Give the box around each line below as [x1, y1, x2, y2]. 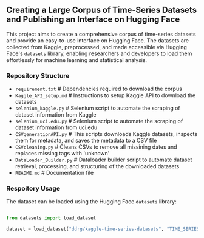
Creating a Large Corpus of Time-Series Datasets [6, 5, 197, 15]
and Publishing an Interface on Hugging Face [6, 15, 180, 25]
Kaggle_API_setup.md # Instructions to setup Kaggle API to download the [15, 92, 196, 99]
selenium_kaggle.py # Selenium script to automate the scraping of [15, 104, 180, 112]
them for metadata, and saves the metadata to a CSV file [15, 137, 157, 144]
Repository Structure [6, 71, 70, 80]
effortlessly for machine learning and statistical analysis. [6, 56, 148, 63]
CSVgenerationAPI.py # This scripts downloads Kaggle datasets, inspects [15, 131, 198, 138]
